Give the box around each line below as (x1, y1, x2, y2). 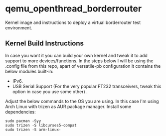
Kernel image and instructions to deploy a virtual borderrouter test (5, 19, 141, 25)
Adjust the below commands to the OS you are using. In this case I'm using (5, 98, 159, 104)
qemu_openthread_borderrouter (5, 3, 142, 14)
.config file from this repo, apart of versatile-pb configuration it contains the (5, 63, 161, 69)
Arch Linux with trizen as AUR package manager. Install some (5, 103, 132, 110)
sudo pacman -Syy (5, 118, 41, 124)
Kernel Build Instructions (5, 39, 84, 48)
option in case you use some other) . (12, 88, 88, 95)
